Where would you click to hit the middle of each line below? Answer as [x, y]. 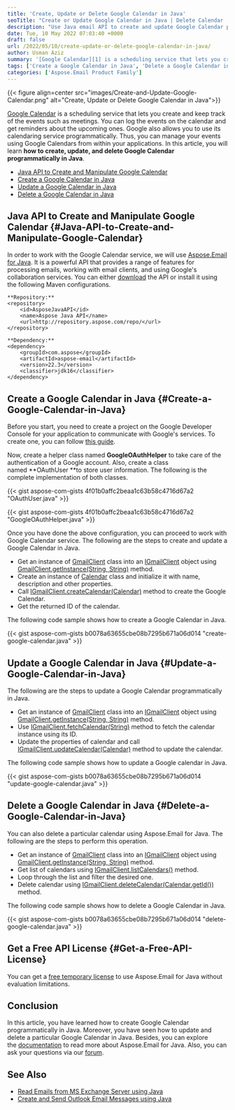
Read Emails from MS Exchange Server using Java [90, 1092]
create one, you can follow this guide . [62, 442]
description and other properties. [65, 584]
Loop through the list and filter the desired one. [85, 877]
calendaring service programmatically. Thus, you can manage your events [114, 136]
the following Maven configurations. [59, 285]
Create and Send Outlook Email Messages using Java [94, 1099]
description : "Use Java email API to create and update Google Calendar [115, 27]
